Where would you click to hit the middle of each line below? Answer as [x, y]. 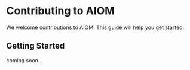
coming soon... [24, 60]
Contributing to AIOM [60, 11]
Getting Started [36, 46]
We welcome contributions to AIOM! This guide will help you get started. [95, 27]
